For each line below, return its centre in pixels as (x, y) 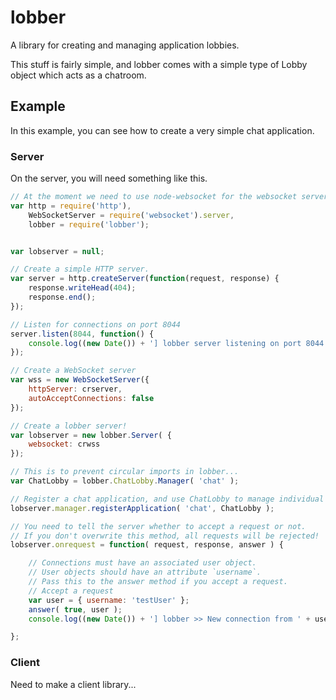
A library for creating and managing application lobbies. (125, 45)
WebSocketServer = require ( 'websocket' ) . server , (131, 215)
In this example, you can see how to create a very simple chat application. (162, 130)
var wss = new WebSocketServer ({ (80, 380)
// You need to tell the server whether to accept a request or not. (158, 526)
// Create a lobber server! (69, 426)
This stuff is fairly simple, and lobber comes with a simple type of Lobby (159, 64)
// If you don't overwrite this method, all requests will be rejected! (165, 536)
